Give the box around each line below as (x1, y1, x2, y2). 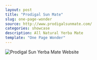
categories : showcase (5, 26, 50, 31)
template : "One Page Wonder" (5, 35, 66, 40)
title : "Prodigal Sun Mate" (5, 12, 64, 17)
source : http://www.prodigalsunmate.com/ (5, 21, 93, 26)
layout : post (5, 7, 32, 12)
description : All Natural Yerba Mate (5, 30, 84, 35)
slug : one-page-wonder (5, 16, 52, 21)
